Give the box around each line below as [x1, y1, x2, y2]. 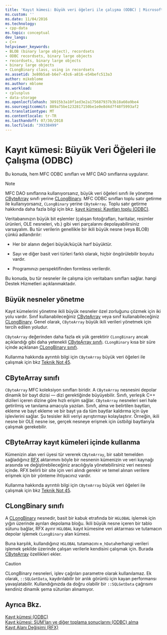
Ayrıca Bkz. [5, 601, 42, 609]
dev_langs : [5, 35, 28, 40]
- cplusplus [5, 90, 30, 95]
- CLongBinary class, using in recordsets [5, 68, 94, 73]
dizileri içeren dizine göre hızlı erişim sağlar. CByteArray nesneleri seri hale [5, 397, 157, 403]
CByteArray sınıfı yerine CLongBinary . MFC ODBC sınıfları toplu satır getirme [5, 196, 162, 202]
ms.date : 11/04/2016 [5, 16, 48, 21]
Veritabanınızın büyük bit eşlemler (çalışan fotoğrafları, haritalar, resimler [5, 216, 154, 222]
